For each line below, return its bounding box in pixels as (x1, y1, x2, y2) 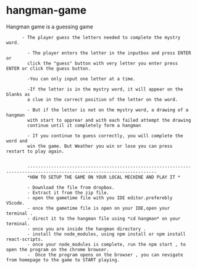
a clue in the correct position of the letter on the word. (27, 96, 178, 102)
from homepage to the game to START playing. (6, 257, 120, 263)
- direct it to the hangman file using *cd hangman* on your (27, 215, 181, 222)
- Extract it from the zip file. (27, 190, 110, 196)
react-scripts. (6, 236, 44, 242)
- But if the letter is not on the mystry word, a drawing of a (27, 107, 189, 113)
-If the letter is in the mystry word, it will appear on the (27, 86, 183, 92)
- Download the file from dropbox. (27, 184, 115, 190)
